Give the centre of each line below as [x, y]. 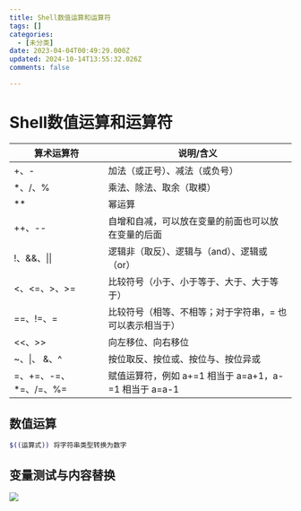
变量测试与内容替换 [62, 475]
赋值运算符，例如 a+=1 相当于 [171, 376]
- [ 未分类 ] [35, 43]
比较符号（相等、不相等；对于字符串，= [192, 312]
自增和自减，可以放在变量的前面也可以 [189, 221]
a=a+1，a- [260, 376]
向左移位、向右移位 [149, 342]
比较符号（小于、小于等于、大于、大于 [189, 281]
